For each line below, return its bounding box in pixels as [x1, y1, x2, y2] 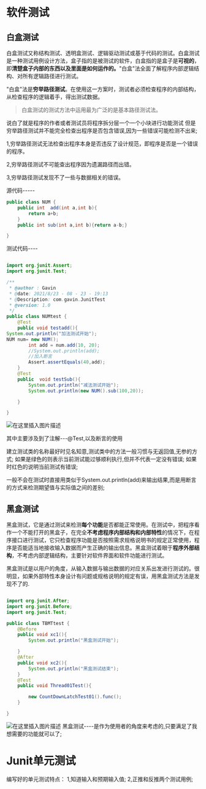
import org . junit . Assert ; [6, 262, 72, 269]
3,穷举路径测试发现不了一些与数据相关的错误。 [6, 174, 124, 181]
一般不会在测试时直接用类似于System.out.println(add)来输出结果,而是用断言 [6, 476, 197, 484]
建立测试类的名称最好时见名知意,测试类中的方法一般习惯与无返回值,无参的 [6, 448, 193, 455]
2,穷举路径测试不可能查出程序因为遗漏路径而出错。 [6, 161, 135, 168]
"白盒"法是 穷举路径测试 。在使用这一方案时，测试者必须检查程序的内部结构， [6, 85, 200, 93]
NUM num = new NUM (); [6, 336, 59, 343]
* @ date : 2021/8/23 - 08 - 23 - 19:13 [9, 290, 109, 297]
